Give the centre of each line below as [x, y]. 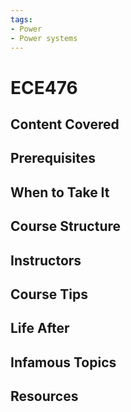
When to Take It [60, 192]
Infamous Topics [63, 362]
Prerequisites [53, 158]
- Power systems [44, 38]
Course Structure [66, 226]
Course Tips [49, 294]
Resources [44, 396]
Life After [40, 328]
